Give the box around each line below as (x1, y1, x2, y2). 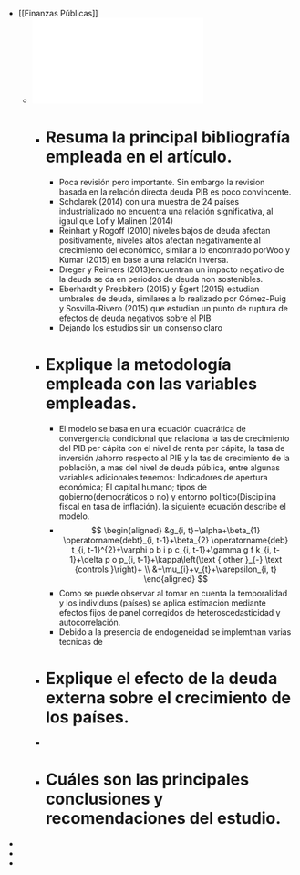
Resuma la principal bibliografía (45, 127, 291, 148)
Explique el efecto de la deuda (45, 669, 278, 689)
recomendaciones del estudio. (45, 808, 282, 828)
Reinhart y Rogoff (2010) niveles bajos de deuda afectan (58, 225, 271, 236)
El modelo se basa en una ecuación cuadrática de (58, 423, 246, 434)
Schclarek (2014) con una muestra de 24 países (58, 195, 240, 206)
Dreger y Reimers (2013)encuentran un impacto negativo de (58, 264, 284, 275)
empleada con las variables (45, 374, 258, 395)
